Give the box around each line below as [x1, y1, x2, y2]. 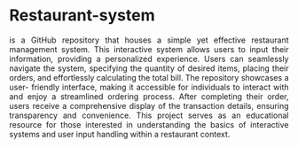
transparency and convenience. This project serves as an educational [9, 110, 289, 121]
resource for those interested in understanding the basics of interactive [9, 119, 289, 129]
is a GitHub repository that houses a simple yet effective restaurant [9, 35, 289, 45]
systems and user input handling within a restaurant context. [9, 129, 231, 139]
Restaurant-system [9, 5, 155, 26]
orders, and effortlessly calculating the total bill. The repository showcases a [9, 72, 289, 82]
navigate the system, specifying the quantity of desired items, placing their [9, 63, 289, 74]
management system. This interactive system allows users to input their [9, 43, 289, 54]
